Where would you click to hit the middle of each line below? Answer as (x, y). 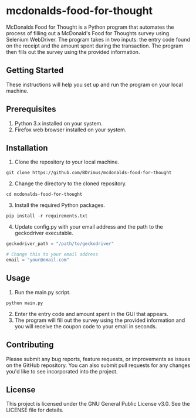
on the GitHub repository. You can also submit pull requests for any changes (98, 365)
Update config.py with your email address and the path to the (89, 227)
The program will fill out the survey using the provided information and (100, 320)
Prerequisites (31, 109)
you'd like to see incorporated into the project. (62, 371)
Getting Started (35, 71)
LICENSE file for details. (35, 410)
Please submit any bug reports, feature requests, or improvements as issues (98, 359)
